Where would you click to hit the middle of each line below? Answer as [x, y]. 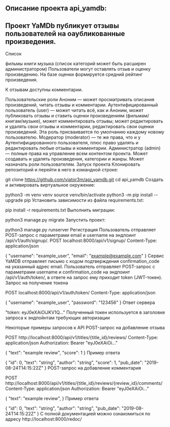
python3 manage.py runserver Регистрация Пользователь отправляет [81, 230]
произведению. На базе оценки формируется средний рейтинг [74, 74]
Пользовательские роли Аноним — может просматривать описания [80, 100]
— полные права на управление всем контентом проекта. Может [77, 154]
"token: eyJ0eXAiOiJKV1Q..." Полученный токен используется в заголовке [85, 313]
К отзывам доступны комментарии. [44, 90]
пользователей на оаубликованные [65, 33]
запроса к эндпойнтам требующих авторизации [58, 318]
